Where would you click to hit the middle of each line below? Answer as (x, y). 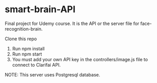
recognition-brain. (24, 29)
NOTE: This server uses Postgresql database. (53, 74)
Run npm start (27, 54)
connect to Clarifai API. (36, 65)
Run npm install (28, 48)
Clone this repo (21, 39)
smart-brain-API (40, 9)
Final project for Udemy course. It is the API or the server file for (72, 23)
